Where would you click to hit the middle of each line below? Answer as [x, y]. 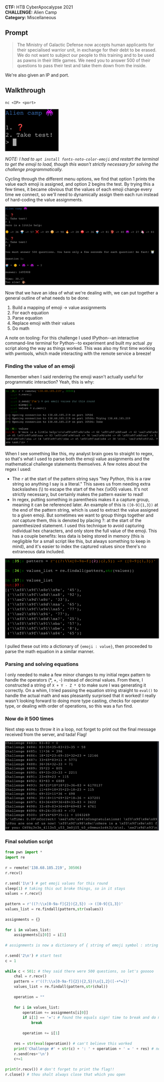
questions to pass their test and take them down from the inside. [82, 65]
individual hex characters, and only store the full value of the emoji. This [84, 531]
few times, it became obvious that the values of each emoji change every [79, 189]
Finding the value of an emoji [40, 366]
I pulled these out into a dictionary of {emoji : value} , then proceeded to [79, 646]
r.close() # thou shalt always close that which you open [65, 1075]
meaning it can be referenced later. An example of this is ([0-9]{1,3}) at [85, 505]
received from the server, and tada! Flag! [46, 735]
